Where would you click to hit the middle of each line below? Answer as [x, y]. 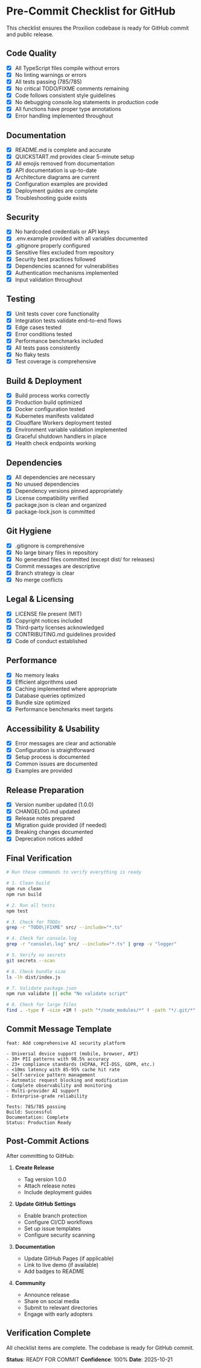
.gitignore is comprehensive [49, 546]
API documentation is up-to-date [56, 170]
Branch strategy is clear [45, 573]
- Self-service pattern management [51, 1075]
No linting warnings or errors [51, 74]
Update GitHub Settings [46, 1204]
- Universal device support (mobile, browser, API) [72, 1054]
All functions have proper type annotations [68, 109]
